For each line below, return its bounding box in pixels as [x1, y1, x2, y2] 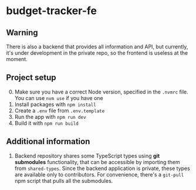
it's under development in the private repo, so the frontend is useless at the [6, 49, 188, 56]
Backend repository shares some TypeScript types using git [14, 152, 160, 159]
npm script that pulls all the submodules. [14, 177, 113, 184]
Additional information [6, 136, 90, 146]
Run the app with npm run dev [14, 113, 86, 120]
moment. [6, 56, 28, 62]
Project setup [6, 72, 57, 83]
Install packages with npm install [14, 101, 97, 108]
